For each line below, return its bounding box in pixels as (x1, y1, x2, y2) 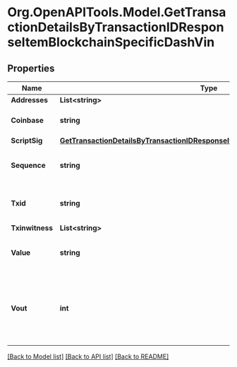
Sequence (11, 160, 46, 170)
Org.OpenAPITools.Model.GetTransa (7, 4, 226, 20)
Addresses (11, 95, 48, 104)
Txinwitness (11, 223, 53, 233)
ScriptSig (11, 136, 43, 145)
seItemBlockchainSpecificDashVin (7, 35, 215, 50)
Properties (7, 62, 55, 74)
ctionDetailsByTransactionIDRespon (7, 19, 224, 35)
